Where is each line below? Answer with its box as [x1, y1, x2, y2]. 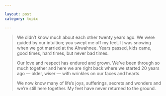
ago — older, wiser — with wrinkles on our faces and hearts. [16, 70, 141, 76]
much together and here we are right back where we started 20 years [16, 65, 160, 71]
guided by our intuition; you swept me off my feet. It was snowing [16, 39, 151, 45]
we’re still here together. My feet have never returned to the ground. [16, 85, 156, 91]
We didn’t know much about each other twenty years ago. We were [16, 34, 155, 40]
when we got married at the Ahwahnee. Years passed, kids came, [16, 45, 152, 51]
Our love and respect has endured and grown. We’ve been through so [16, 60, 160, 66]
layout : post [4, 11, 32, 16]
